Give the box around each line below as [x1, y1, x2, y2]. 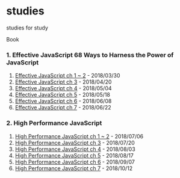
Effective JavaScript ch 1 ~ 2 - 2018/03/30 [14, 72, 120, 79]
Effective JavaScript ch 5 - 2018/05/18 [14, 91, 110, 99]
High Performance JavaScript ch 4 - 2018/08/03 [14, 146, 135, 153]
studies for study [6, 24, 48, 31]
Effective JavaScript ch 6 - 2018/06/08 [14, 97, 112, 105]
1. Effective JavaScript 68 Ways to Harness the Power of [6, 51, 174, 59]
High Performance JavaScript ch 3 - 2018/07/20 [14, 139, 135, 146]
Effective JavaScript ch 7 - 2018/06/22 [14, 104, 111, 111]
